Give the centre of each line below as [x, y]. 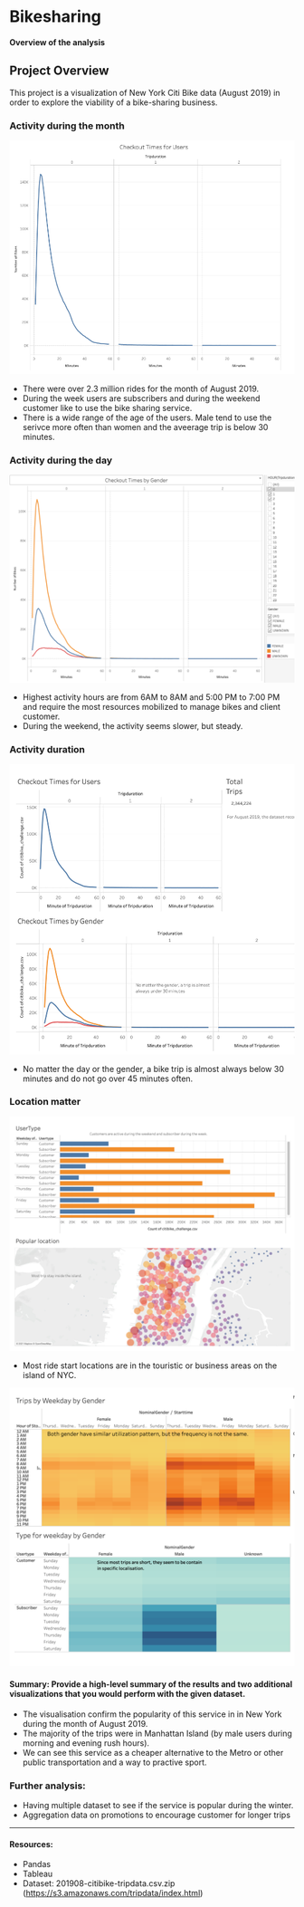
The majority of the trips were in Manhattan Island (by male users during [157, 1733]
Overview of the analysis [57, 42]
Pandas [37, 1864]
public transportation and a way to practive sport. [114, 1762]
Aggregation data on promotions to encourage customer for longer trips [157, 1815]
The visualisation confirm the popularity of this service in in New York [152, 1714]
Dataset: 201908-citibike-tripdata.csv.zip [99, 1883]
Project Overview [59, 71]
